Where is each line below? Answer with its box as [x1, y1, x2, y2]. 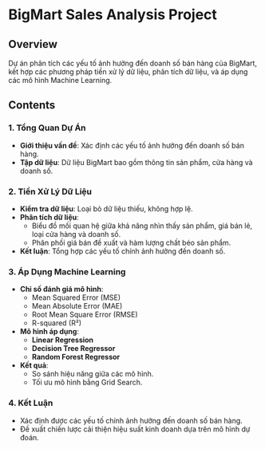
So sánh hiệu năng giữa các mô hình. [31, 369, 154, 379]
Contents [8, 98, 56, 112]
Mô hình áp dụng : [19, 327, 80, 337]
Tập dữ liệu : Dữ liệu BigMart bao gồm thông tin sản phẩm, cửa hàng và [19, 157, 253, 167]
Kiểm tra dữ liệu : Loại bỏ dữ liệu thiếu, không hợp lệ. [19, 203, 193, 213]
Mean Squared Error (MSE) [31, 293, 121, 302]
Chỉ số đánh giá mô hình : [19, 285, 104, 294]
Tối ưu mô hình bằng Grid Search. [31, 377, 143, 388]
